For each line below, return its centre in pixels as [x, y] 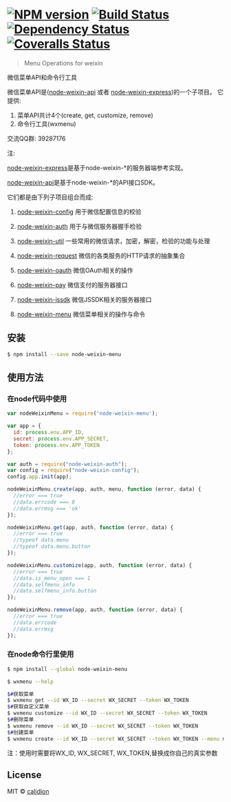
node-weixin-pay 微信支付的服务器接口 [73, 285]
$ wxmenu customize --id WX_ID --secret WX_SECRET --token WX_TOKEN [107, 713]
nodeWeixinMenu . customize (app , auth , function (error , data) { [100, 565]
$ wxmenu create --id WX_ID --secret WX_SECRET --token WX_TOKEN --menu [113, 739]
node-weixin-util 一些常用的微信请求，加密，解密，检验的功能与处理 [113, 240]
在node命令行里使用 [41, 655]
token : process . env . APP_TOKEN [56, 445]
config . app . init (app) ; [40, 477]
